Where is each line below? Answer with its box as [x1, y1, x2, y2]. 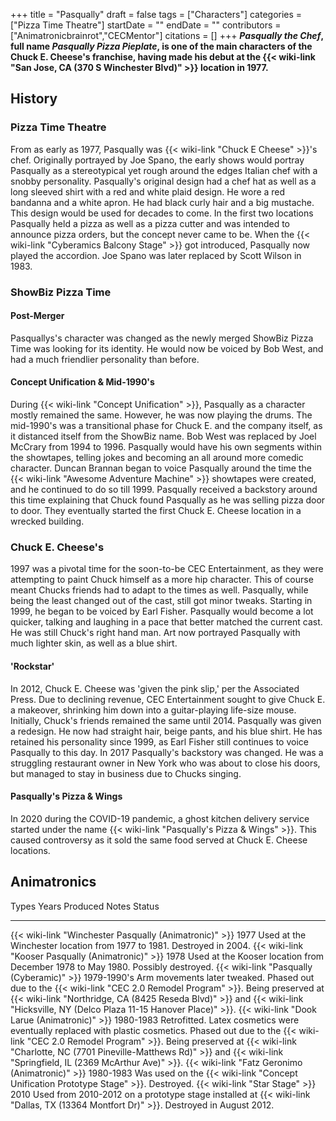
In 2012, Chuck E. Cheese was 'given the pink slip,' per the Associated [10, 682, 300, 694]
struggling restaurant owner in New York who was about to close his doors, [10, 757, 321, 769]
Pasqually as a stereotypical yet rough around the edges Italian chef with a [10, 164, 318, 176]
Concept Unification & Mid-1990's [10, 376, 155, 388]
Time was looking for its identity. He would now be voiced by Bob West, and [10, 342, 324, 354]
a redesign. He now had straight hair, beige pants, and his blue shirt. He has [10, 725, 323, 737]
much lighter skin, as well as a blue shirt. [10, 637, 178, 649]
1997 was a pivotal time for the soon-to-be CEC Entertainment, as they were [10, 563, 324, 575]
